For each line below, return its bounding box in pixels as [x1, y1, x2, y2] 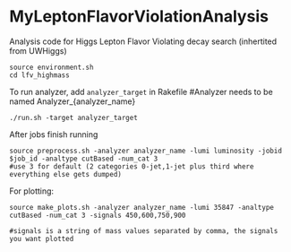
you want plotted [9, 234, 74, 243]
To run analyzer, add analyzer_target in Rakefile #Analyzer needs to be [9, 86, 273, 97]
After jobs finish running [9, 128, 98, 140]
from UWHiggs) [9, 45, 67, 56]
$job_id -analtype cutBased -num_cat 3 [9, 154, 158, 163]
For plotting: [9, 186, 55, 196]
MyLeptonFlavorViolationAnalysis [9, 6, 269, 27]
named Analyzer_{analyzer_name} [9, 96, 136, 107]
